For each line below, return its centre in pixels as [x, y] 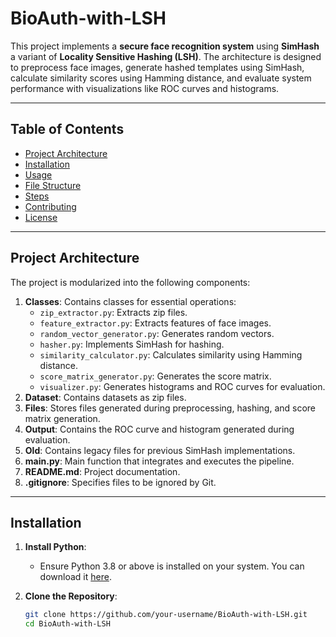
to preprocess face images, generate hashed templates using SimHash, [157, 67]
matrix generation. [62, 418]
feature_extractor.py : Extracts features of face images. [155, 323]
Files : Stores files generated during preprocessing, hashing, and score [170, 408]
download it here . [75, 577]
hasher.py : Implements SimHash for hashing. [132, 344]
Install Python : [55, 547]
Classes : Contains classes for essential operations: [130, 301]
